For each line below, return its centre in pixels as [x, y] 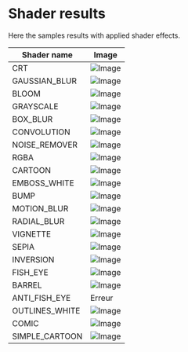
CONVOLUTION [41, 132]
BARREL [27, 285]
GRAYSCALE [35, 106]
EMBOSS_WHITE [43, 183]
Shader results [57, 14]
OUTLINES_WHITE [46, 310]
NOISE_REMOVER [45, 145]
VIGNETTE [32, 234]
